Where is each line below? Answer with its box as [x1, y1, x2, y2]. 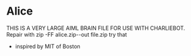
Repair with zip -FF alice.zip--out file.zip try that [6, 30, 127, 38]
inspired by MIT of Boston [15, 43, 81, 50]
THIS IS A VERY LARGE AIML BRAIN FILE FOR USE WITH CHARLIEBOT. [6, 24, 186, 32]
